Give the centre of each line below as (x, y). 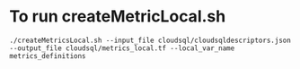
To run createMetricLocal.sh (118, 17)
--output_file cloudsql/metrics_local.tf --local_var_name (122, 48)
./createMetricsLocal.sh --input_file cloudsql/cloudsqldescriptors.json (150, 40)
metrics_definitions (48, 56)
